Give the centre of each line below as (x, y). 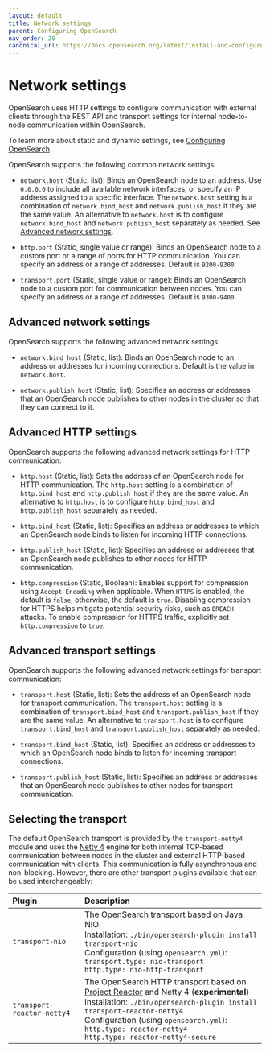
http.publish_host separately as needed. (88, 510)
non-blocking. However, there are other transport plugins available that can (133, 873)
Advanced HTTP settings (72, 433)
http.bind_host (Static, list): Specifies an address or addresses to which (139, 526)
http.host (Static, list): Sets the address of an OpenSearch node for (132, 476)
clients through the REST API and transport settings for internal (112, 117)
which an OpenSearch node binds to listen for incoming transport (128, 753)
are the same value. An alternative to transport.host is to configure (131, 720)
